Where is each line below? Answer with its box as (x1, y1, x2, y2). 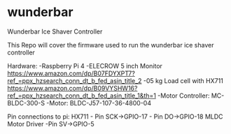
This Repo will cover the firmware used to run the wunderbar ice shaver (7, 40, 214, 49)
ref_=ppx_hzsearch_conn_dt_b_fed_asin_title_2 (7, 76, 142, 84)
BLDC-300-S (7, 98, 45, 107)
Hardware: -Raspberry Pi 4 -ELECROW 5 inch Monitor (7, 61, 163, 70)
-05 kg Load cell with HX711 (143, 76, 224, 84)
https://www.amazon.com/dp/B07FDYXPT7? (7, 69, 135, 77)
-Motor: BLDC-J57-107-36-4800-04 (46, 98, 152, 107)
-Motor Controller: (157, 91, 210, 100)
